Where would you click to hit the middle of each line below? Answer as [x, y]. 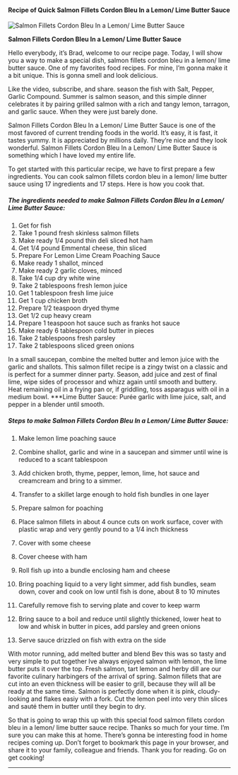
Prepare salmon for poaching [61, 508]
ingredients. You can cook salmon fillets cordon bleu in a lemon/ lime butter [118, 177]
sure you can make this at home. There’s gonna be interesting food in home [118, 735]
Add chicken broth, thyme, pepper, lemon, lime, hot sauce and [109, 473]
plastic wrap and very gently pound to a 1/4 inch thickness [103, 529]
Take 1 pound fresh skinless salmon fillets [79, 233]
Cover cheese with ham [53, 557]
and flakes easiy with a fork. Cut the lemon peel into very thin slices [130, 699]
